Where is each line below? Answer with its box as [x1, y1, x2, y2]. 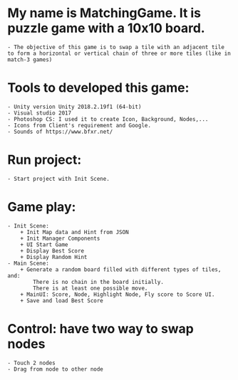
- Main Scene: [7, 260, 50, 267]
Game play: [7, 199, 76, 215]
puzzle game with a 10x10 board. [7, 20, 205, 36]
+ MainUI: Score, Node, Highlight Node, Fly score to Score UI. [20, 290, 215, 298]
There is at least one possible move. [33, 285, 148, 292]
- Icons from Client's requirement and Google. [7, 122, 152, 129]
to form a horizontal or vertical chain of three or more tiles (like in [7, 50, 232, 57]
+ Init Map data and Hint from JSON [20, 228, 130, 236]
